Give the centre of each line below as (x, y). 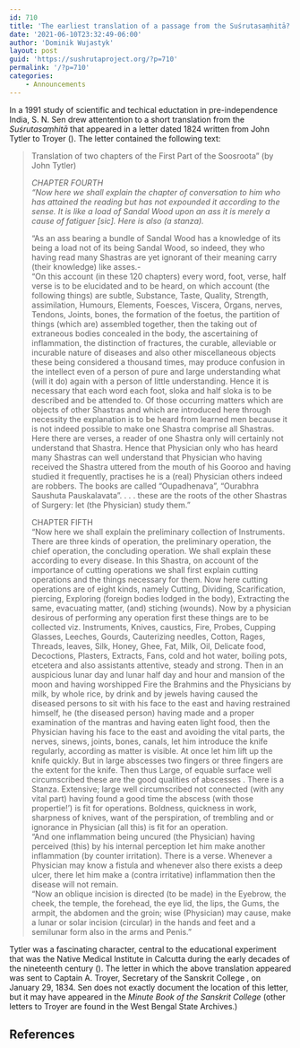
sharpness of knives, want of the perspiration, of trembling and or (153, 818)
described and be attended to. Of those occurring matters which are (157, 400)
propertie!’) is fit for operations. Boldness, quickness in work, (144, 808)
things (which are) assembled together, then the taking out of (144, 324)
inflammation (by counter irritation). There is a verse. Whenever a (152, 855)
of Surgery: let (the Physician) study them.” (111, 505)
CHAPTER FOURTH (67, 182)
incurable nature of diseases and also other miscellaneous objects (153, 352)
